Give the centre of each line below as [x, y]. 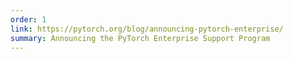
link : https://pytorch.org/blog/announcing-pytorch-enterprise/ [147, 29]
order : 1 [28, 19]
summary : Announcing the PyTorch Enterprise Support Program [140, 38]
